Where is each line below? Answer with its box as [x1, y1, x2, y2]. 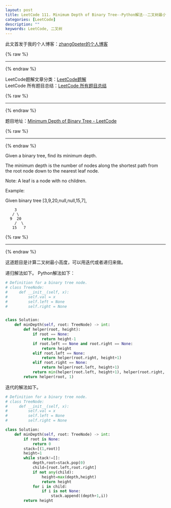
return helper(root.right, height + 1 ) [41, 355, 122, 360]
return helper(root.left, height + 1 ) [41, 365, 120, 370]
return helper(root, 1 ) [23, 374, 74, 379]
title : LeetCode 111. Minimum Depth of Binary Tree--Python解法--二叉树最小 [5, 12, 166, 17]
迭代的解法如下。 [5, 384, 41, 390]
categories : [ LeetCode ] [5, 17, 56, 22]
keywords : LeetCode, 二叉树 [5, 26, 63, 32]
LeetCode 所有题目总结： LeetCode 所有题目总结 [5, 82, 107, 89]
